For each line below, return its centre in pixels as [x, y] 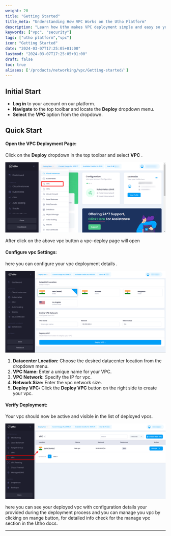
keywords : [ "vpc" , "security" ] [38, 32]
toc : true [16, 65]
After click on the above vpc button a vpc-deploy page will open [73, 241]
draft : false [19, 59]
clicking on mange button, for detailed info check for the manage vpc [78, 518]
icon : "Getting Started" [32, 43]
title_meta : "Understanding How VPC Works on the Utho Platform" [76, 21]
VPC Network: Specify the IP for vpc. [52, 377]
